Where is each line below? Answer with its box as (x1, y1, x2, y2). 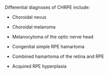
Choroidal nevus (12, 14, 47, 20)
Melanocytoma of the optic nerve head (12, 34, 94, 40)
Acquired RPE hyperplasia (12, 63, 67, 69)
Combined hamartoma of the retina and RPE (12, 53, 104, 59)
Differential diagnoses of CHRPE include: (5, 5, 90, 10)
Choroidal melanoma (12, 24, 56, 30)
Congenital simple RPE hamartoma (12, 44, 85, 50)
